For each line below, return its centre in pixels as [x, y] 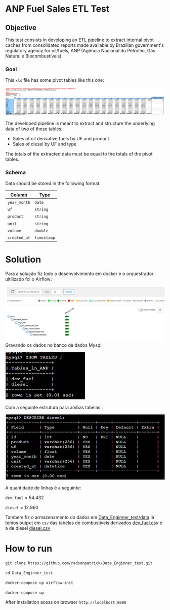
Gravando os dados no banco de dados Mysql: [54, 345]
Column [19, 195]
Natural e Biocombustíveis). [34, 56]
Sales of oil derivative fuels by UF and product [61, 138]
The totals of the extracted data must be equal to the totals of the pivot [79, 154]
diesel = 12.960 [22, 507]
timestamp [45, 238]
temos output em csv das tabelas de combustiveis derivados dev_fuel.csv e [84, 523]
